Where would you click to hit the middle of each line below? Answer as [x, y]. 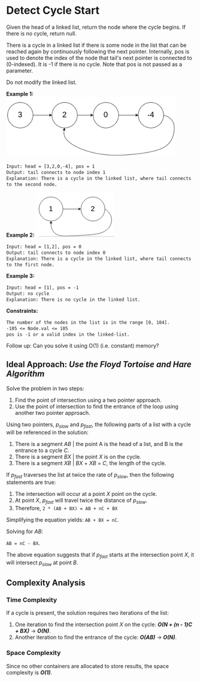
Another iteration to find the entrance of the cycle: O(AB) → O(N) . [96, 638]
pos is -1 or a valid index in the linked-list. [68, 334]
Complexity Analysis [46, 583]
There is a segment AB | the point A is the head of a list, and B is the [99, 444]
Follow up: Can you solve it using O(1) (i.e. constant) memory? [83, 345]
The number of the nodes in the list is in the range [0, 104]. [88, 322]
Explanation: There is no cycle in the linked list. [73, 300]
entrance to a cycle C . [42, 450]
